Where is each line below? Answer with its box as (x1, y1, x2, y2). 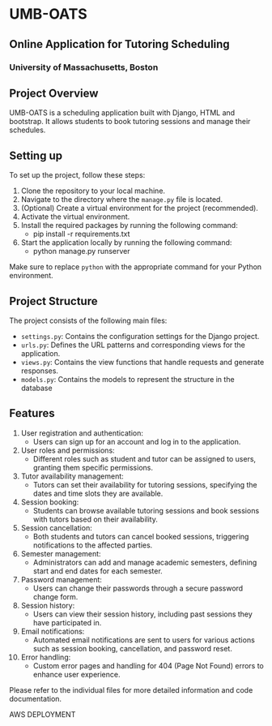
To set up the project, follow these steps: (9, 170, 146, 180)
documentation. (9, 694, 62, 703)
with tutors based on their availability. (32, 514, 159, 524)
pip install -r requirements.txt (32, 229, 130, 239)
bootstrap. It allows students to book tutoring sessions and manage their (9, 117, 251, 127)
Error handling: (20, 652, 71, 662)
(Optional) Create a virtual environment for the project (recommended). (20, 204, 258, 213)
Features (9, 406, 55, 420)
